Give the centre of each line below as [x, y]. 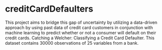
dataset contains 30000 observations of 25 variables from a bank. [72, 43]
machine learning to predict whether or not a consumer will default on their [81, 33]
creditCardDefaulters [49, 9]
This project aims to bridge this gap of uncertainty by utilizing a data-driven [81, 22]
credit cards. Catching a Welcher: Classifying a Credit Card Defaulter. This [80, 38]
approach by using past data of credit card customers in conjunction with [79, 27]
